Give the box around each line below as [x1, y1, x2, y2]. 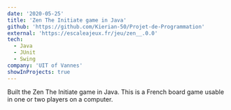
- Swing [13, 56, 36, 63]
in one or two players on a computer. [7, 95, 113, 103]
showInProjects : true [7, 68, 71, 75]
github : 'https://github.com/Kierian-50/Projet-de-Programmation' [7, 23, 205, 30]
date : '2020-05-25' [7, 10, 64, 17]
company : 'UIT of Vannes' [7, 62, 83, 69]
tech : [7, 36, 23, 43]
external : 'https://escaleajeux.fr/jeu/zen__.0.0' [7, 29, 158, 37]
